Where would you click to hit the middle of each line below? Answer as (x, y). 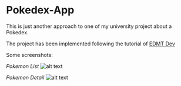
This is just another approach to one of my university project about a (89, 26)
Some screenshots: (29, 55)
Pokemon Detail (25, 77)
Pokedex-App (40, 10)
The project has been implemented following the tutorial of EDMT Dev (90, 44)
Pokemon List (23, 66)
